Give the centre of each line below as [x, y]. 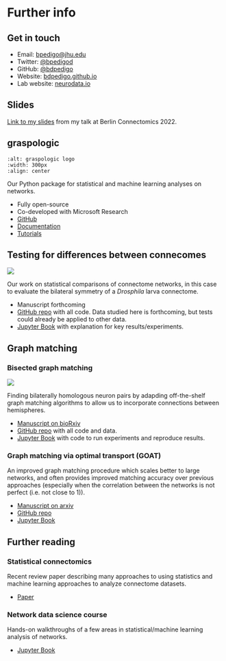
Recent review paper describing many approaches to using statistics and [110, 577]
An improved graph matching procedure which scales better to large [103, 470]
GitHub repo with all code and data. [67, 431]
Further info [42, 13]
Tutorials [29, 233]
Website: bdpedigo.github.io [57, 76]
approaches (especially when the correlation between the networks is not [111, 485]
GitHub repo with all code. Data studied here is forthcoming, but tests [115, 312]
